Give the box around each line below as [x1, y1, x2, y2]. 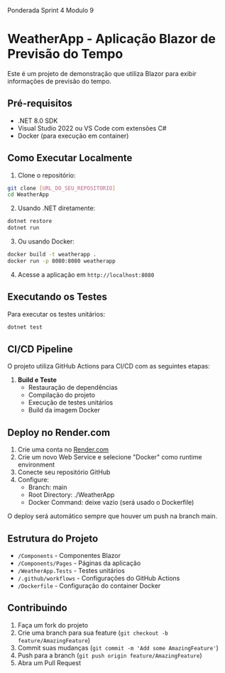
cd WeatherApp [7, 191, 50, 198]
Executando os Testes [7, 291, 108, 303]
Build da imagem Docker [28, 406, 101, 415]
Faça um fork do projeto [17, 620, 89, 629]
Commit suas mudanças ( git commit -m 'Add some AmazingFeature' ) [17, 643, 219, 652]
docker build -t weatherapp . [7, 251, 97, 258]
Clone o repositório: [17, 170, 76, 180]
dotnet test [7, 323, 43, 331]
